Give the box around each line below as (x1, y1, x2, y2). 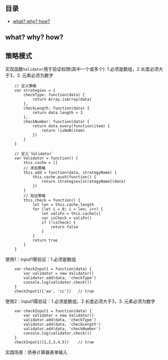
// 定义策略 (14, 84, 37, 89)
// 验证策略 (23, 193, 46, 199)
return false (50, 225, 79, 230)
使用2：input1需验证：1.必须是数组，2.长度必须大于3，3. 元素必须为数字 (5, 298, 156, 304)
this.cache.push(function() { (32, 175, 96, 180)
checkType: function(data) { (23, 93, 85, 98)
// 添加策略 (23, 165, 46, 171)
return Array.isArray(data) (32, 97, 92, 102)
